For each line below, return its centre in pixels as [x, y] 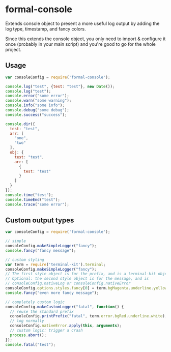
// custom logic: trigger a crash [46, 331]
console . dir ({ [20, 124]
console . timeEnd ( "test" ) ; [33, 199]
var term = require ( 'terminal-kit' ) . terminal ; [55, 265]
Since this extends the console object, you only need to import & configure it [85, 39]
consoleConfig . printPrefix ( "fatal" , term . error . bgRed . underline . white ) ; [89, 316]
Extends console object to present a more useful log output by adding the [82, 23]
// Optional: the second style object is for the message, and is [77, 279]
